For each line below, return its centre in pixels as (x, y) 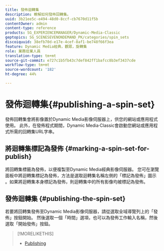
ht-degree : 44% (21, 74)
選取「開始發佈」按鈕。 (29, 224)
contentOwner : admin (26, 24)
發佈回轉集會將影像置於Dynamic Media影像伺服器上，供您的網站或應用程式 (82, 119)
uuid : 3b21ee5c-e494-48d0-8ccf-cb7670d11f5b (52, 19)
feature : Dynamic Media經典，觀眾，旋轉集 (46, 47)
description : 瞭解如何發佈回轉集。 (38, 14)
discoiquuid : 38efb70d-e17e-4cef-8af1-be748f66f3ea (59, 42)
